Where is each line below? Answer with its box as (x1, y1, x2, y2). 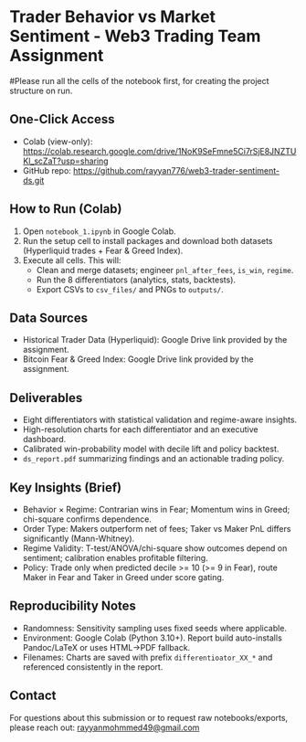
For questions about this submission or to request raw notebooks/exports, (9, 712, 289, 723)
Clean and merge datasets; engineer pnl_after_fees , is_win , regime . (36, 264, 294, 275)
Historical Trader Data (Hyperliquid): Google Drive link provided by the (22, 334, 288, 345)
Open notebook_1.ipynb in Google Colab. (22, 226, 176, 237)
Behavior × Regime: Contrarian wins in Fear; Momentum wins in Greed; (22, 504, 290, 514)
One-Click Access (9, 111, 115, 127)
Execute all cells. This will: (22, 254, 121, 266)
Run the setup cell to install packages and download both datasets (22, 235, 273, 246)
